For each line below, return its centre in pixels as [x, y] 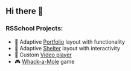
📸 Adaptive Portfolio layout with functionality [69, 42]
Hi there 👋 [24, 11]
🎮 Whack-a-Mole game [44, 61]
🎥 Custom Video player [43, 55]
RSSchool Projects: [34, 29]
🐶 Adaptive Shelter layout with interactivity [67, 48]
